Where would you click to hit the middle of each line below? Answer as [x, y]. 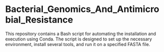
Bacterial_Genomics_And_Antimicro [83, 9]
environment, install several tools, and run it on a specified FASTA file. [78, 44]
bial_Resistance [39, 20]
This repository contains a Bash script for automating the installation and [81, 33]
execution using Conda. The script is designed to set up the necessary [79, 39]
